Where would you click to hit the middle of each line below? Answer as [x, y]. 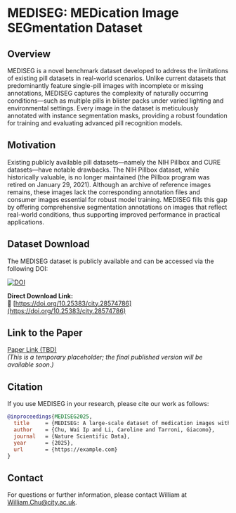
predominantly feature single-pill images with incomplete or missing [105, 85]
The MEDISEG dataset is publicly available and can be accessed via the [111, 261]
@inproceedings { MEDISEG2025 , [50, 417]
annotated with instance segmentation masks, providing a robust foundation [117, 115]
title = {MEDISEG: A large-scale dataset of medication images [114, 424]
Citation [25, 387]
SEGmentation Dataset [75, 28]
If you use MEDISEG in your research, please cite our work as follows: [108, 404]
